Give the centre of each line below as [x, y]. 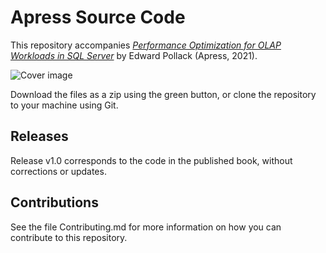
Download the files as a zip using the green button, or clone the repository [163, 94]
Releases [39, 136]
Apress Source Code [98, 17]
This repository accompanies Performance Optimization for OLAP [146, 45]
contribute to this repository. [69, 237]
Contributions [54, 202]
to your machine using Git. [64, 105]
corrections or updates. [58, 171]
